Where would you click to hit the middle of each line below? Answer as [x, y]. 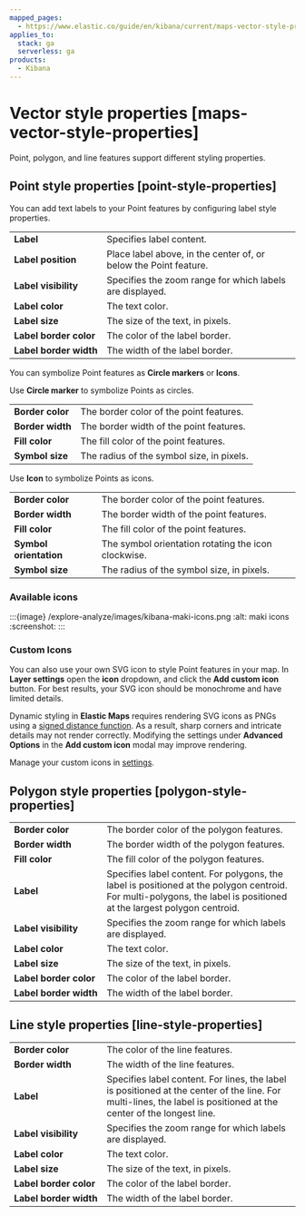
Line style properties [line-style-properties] [136, 1025]
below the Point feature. [157, 265]
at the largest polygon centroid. [173, 908]
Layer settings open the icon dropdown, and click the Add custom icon [144, 679]
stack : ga [36, 43]
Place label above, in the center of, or [186, 253]
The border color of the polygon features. [195, 829]
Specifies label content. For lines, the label [197, 1079]
